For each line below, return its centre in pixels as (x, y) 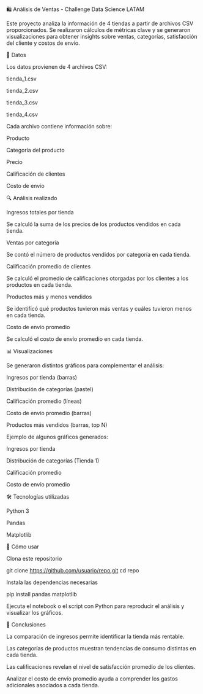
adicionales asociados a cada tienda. (53, 685)
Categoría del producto (36, 150)
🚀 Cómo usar (23, 547)
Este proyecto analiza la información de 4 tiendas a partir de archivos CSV (100, 23)
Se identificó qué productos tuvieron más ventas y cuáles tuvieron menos (99, 309)
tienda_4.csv (22, 114)
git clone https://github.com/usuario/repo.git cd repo (73, 570)
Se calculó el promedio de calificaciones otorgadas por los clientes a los (98, 278)
